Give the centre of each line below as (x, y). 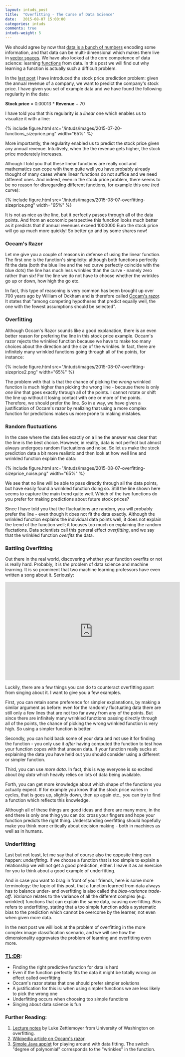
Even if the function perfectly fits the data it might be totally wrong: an (84, 972)
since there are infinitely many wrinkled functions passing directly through (82, 718)
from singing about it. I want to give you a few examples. (63, 693)
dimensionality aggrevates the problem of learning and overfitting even (78, 938)
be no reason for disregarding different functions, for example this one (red (82, 185)
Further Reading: (26, 1017)
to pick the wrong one (35, 994)
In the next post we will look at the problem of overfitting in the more (75, 927)
